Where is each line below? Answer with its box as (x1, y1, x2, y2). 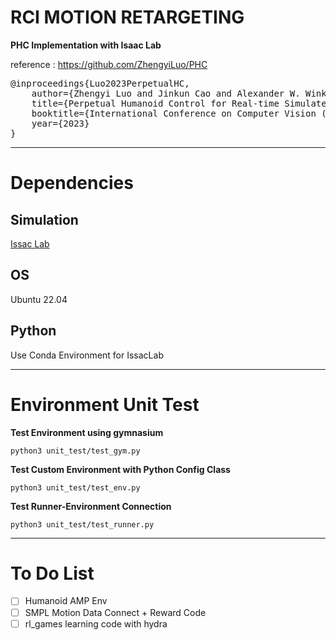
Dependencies (10, 172, 134, 195)
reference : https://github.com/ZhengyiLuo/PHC (10, 58, 208, 70)
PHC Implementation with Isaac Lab (10, 39, 162, 51)
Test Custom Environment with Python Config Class (10, 463, 231, 475)
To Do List (10, 562, 95, 585)
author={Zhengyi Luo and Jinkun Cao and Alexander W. (31, 87, 301, 99)
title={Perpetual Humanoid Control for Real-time (31, 97, 280, 109)
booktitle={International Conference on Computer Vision (31, 107, 317, 119)
